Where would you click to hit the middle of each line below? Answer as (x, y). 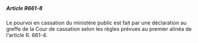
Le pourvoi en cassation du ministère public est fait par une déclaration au (97, 23)
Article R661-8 (25, 8)
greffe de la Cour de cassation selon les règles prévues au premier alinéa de (99, 28)
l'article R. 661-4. (27, 35)
